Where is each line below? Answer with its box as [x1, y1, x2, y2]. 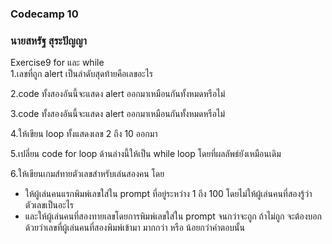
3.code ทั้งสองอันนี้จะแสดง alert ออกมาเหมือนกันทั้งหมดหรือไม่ [10, 108, 226, 120]
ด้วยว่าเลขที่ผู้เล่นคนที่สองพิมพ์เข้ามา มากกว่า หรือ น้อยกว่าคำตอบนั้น [24, 222, 245, 234]
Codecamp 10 [10, 7, 79, 21]
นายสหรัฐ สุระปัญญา [10, 33, 87, 47]
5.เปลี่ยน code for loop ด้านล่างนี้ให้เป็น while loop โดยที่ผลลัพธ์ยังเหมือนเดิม [10, 148, 282, 160]
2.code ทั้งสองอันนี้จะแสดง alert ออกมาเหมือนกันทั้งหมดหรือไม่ [10, 88, 226, 100]
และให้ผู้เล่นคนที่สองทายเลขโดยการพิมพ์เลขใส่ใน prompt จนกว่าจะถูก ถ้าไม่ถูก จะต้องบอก [24, 210, 322, 222]
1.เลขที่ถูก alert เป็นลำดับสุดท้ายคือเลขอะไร [10, 68, 154, 80]
